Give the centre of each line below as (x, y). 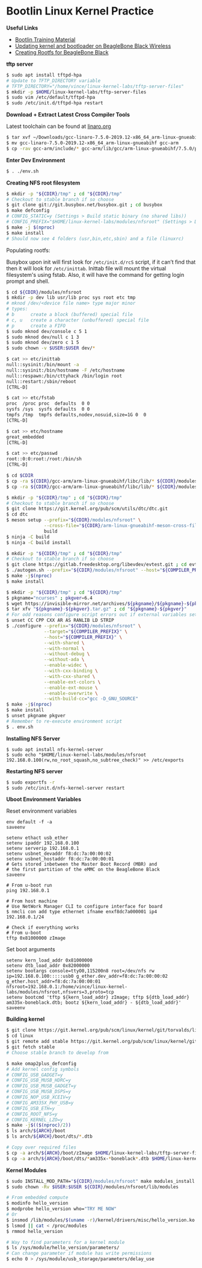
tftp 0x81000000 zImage (36, 938)
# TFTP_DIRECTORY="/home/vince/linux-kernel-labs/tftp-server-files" (95, 86)
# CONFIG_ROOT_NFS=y (32, 1114)
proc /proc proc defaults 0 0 (48, 404)
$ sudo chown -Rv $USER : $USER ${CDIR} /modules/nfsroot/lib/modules (93, 1187)
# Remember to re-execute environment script (64, 721)
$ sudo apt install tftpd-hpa (44, 75)
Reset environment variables (41, 811)
